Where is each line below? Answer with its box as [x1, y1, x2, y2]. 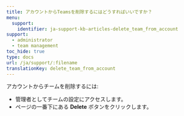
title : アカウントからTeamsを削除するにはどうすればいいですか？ [6, 9, 152, 15]
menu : [6, 15, 20, 21]
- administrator [12, 37, 53, 43]
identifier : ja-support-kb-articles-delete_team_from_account [17, 26, 179, 32]
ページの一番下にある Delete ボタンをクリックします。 [15, 103, 152, 111]
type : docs [6, 54, 34, 60]
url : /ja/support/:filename [6, 60, 78, 66]
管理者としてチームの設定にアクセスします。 [15, 95, 127, 103]
